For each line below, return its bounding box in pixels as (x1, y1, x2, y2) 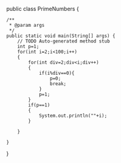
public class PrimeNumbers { (6, 5, 79, 12)
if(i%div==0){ (38, 70, 75, 76)
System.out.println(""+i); (38, 113, 108, 119)
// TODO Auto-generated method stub (17, 38, 111, 44)
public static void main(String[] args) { (6, 33, 116, 39)
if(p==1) (28, 102, 50, 108)
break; (49, 81, 67, 87)
